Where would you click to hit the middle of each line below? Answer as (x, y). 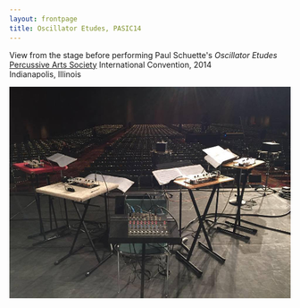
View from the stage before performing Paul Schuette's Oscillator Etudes (143, 55)
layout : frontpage (43, 19)
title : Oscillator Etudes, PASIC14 (75, 28)
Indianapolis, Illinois (46, 74)
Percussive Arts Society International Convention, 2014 (111, 64)
